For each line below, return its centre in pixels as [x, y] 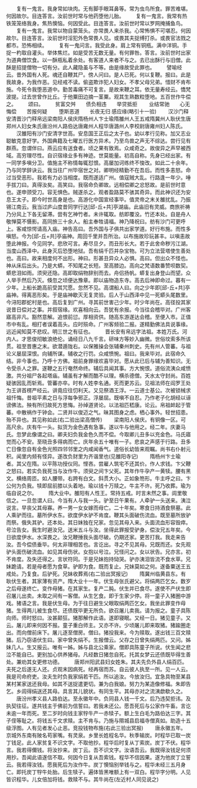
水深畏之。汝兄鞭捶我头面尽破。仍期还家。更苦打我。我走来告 [111, 537]
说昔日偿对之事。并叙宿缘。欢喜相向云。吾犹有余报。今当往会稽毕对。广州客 [98, 309]
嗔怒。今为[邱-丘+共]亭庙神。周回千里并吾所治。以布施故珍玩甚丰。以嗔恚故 [98, 236]
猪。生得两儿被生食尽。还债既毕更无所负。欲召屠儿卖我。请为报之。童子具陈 [98, 610]
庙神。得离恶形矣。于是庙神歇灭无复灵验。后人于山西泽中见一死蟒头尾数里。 [98, 295]
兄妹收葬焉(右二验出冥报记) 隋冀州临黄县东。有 [124, 574]
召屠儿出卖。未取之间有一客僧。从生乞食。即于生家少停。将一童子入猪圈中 [96, 596]
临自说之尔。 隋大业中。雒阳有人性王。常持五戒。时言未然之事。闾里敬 [97, 493]
